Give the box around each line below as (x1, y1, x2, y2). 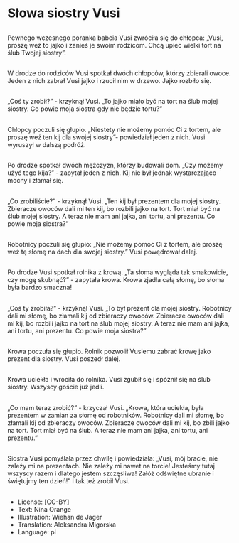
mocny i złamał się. (7, 176, 64, 185)
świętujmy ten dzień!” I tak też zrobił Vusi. (7, 477, 130, 485)
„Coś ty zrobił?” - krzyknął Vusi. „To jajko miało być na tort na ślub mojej (7, 97, 218, 106)
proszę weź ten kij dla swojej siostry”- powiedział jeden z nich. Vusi (7, 133, 206, 141)
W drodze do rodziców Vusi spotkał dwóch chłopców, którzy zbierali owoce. (7, 69, 231, 77)
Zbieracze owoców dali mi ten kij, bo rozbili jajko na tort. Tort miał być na (7, 204, 221, 213)
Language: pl (17, 527, 57, 536)
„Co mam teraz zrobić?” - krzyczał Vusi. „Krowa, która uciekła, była (7, 403, 204, 412)
